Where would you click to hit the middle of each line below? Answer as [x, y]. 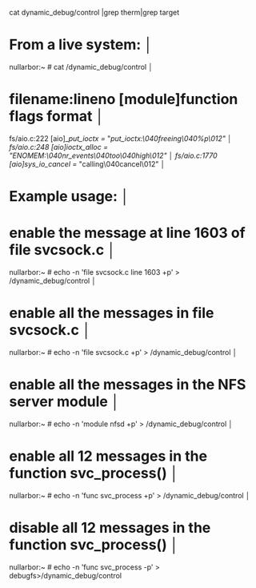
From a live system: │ [81, 45]
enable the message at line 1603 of [128, 233]
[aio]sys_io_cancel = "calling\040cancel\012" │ [87, 163]
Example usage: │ [70, 197]
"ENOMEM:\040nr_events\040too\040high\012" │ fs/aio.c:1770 [114, 155]
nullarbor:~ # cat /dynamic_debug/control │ [81, 66]
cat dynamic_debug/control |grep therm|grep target [94, 12]
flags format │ [57, 117]
